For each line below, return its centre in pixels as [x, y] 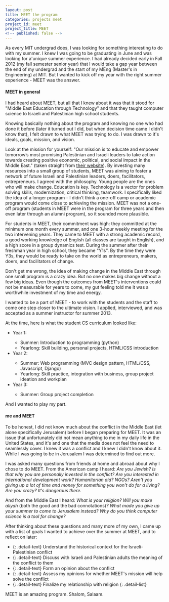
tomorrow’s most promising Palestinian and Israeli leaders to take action [80, 155]
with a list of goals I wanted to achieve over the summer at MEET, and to [80, 532]
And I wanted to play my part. [36, 404]
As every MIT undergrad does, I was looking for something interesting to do [84, 48]
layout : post [19, 10]
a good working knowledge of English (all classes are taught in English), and [85, 240]
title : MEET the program [31, 15]
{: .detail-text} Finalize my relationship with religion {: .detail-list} [80, 584]
